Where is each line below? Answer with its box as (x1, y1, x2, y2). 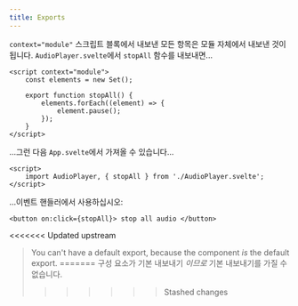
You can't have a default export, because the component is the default (30, 246, 290, 258)
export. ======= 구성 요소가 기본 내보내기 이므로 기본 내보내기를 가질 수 (30, 257, 287, 268)
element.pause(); (56, 106, 122, 116)
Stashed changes (164, 286, 229, 297)
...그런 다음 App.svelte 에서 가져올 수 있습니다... (9, 146, 174, 157)
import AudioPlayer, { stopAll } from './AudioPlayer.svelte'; (25, 172, 265, 181)
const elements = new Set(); (25, 75, 133, 85)
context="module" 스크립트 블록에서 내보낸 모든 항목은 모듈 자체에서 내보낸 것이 (9, 38, 286, 49)
